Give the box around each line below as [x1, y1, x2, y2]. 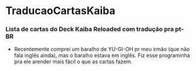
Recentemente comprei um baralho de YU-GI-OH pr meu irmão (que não [13, 46, 190, 53]
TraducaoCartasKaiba [5, 4, 116, 18]
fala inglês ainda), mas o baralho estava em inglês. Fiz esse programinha [13, 52, 190, 59]
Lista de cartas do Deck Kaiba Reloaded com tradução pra [5, 25, 174, 33]
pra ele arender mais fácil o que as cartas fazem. [13, 58, 133, 65]
